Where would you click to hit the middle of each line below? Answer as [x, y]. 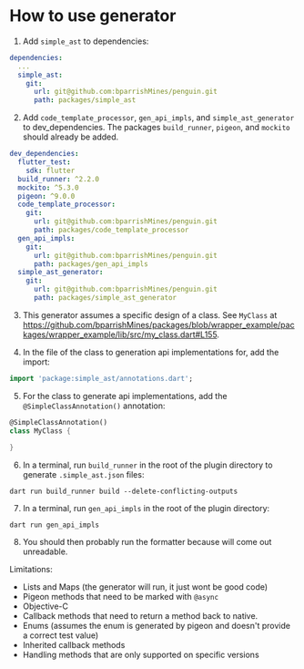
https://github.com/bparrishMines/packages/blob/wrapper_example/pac [158, 324]
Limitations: [31, 570]
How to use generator [93, 16]
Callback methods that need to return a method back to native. [140, 616]
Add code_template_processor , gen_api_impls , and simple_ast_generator [158, 118]
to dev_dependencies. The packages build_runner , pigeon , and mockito [157, 128]
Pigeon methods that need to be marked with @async [121, 597]
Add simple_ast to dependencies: [86, 41]
